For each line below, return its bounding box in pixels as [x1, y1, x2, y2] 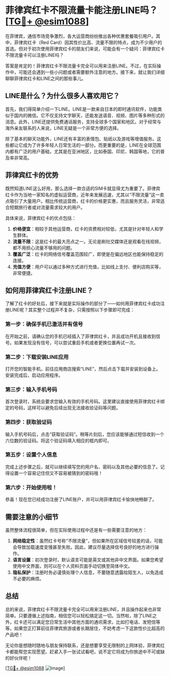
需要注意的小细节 [5, 513, 59, 521]
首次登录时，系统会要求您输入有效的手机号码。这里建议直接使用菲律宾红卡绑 [5, 398, 165, 404]
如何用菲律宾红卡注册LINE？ [5, 286, 94, 295]
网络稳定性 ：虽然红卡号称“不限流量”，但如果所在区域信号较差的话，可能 [12, 537, 163, 544]
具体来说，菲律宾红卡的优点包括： [5, 215, 76, 221]
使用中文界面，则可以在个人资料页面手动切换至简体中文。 [12, 563, 133, 569]
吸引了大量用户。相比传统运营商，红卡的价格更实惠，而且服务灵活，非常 [9, 198, 160, 204]
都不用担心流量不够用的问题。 [12, 245, 75, 251]
